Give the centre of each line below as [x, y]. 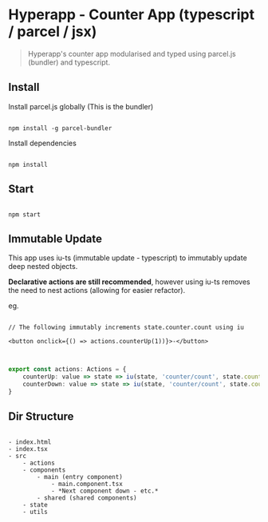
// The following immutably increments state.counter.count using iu [126, 328]
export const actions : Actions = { [67, 370]
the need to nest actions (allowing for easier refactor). [97, 291]
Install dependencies [43, 143]
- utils [35, 512]
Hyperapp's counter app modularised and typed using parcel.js [132, 53]
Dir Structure [41, 417]
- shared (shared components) [87, 498]
